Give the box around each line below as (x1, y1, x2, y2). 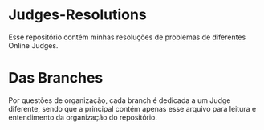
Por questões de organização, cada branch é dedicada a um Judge (8, 95, 231, 105)
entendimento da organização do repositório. (8, 112, 158, 122)
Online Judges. (8, 40, 59, 50)
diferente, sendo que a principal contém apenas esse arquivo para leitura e (8, 104, 257, 113)
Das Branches (8, 69, 104, 87)
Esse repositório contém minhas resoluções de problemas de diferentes (8, 32, 246, 42)
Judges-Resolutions (8, 6, 147, 24)
